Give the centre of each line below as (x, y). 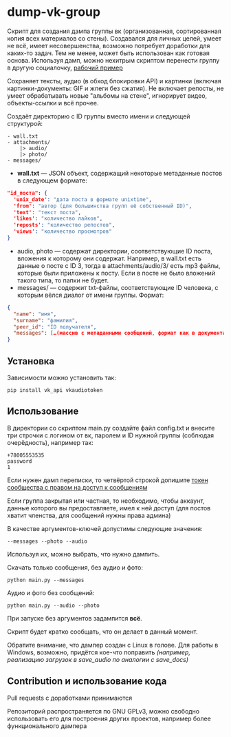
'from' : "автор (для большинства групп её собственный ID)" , (103, 206)
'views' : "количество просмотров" (63, 231)
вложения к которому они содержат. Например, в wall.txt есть (109, 258)
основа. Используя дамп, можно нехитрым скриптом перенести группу (113, 60)
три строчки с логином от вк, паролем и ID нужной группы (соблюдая (111, 435)
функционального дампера (47, 726)
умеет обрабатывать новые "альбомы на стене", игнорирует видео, (107, 95)
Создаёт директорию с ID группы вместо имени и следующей (99, 116)
